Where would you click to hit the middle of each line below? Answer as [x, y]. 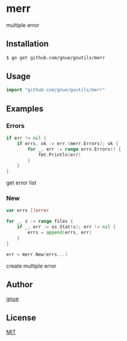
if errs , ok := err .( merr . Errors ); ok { [68, 143]
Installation [27, 44]
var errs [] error [28, 211]
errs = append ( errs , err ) [60, 233]
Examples [25, 108]
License [21, 317]
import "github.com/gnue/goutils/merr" [56, 90]
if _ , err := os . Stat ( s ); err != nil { [66, 227]
